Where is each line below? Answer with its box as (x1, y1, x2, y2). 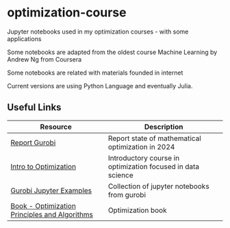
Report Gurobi (10, 138, 56, 147)
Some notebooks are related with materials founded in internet (7, 68, 183, 77)
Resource (40, 122, 72, 131)
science (107, 170, 133, 179)
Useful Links (7, 101, 62, 114)
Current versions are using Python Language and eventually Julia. (7, 81, 193, 90)
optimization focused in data (107, 162, 200, 171)
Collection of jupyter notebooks (107, 181, 210, 191)
